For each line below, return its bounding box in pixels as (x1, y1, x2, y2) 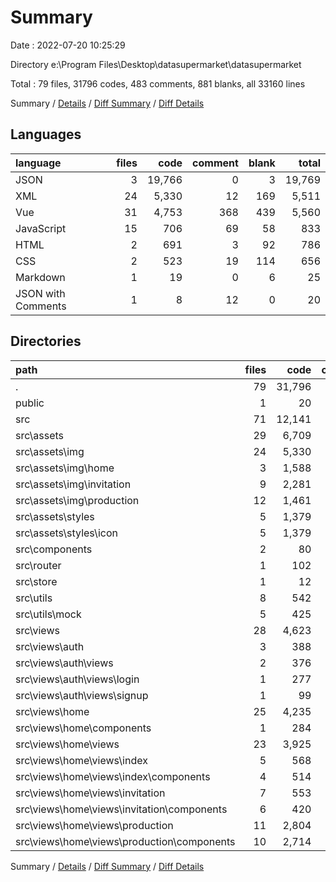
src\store (15, 574, 58, 588)
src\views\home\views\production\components (15, 834, 236, 848)
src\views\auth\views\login (15, 672, 140, 686)
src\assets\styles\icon (15, 526, 118, 540)
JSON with (15, 286, 66, 300)
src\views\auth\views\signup (15, 688, 149, 702)
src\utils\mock (15, 607, 82, 621)
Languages (10, 126, 82, 143)
